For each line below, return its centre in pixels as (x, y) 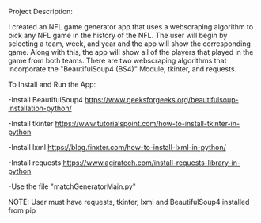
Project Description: (41, 12)
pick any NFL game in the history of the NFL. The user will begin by (118, 35)
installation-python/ (40, 108)
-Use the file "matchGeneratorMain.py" (72, 186)
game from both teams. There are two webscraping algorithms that (117, 60)
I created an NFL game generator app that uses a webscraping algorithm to (131, 27)
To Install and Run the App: (52, 84)
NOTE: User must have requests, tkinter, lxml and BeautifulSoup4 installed (129, 202)
